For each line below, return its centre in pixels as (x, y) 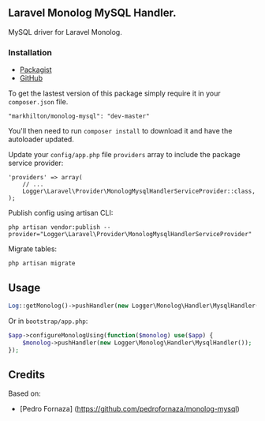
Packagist (36, 70)
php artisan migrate (42, 264)
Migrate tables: (33, 249)
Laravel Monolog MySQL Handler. (92, 13)
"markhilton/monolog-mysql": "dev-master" (79, 117)
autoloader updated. (41, 139)
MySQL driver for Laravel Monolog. (65, 32)
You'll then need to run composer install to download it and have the (120, 131)
